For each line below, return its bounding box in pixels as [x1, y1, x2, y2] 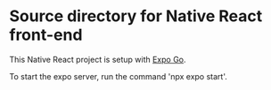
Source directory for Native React [9, 6, 263, 26]
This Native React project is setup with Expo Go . [9, 54, 186, 64]
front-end [9, 25, 83, 45]
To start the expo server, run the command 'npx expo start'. [9, 71, 227, 81]
